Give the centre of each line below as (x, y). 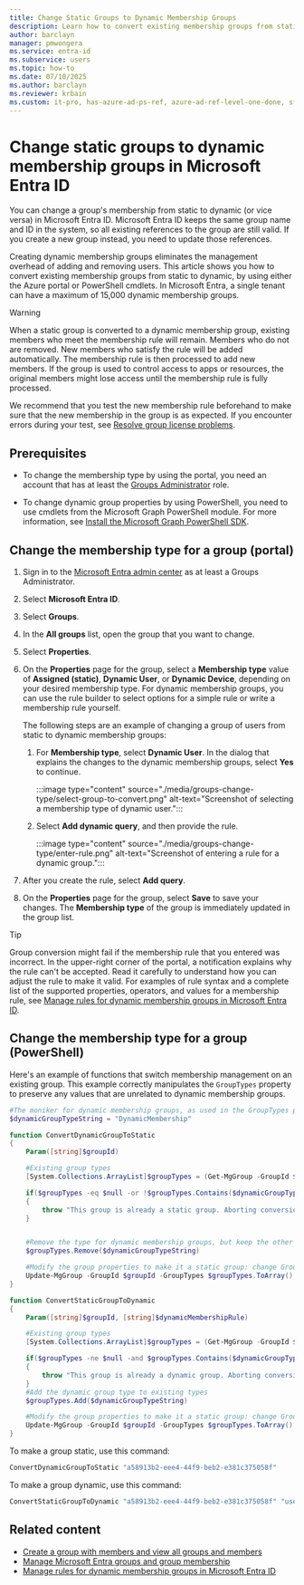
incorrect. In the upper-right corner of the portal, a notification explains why (151, 962)
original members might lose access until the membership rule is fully (139, 379)
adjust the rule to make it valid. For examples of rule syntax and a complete (149, 981)
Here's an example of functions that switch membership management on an (151, 1074)
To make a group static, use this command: (90, 1451)
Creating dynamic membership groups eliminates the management (133, 257)
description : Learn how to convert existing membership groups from (141, 26)
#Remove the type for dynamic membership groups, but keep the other (160, 1243)
